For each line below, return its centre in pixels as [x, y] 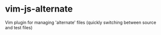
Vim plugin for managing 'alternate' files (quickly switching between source [81, 22]
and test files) [19, 27]
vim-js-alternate [39, 9]
